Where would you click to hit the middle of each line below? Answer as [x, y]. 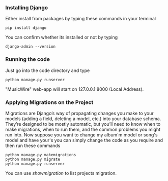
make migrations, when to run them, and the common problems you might [83, 129]
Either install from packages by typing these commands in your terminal [81, 19]
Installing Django [27, 8]
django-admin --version [31, 47]
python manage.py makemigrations [41, 155]
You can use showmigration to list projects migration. [61, 173]
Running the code [27, 59]
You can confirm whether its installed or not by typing [62, 38]
